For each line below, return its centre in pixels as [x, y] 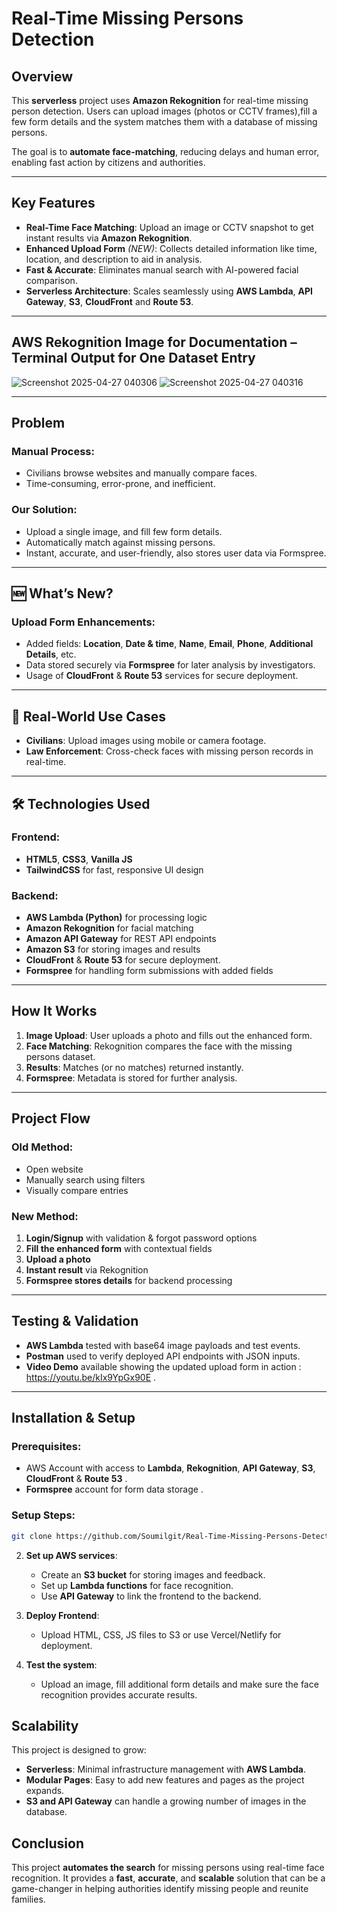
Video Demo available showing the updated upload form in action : [163, 1366]
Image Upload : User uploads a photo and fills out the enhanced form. [169, 1035]
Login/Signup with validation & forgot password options [141, 1238]
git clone [32, 1536]
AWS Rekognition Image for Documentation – [154, 342]
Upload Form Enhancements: [83, 622]
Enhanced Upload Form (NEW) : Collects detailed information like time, [171, 248]
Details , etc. [51, 654]
